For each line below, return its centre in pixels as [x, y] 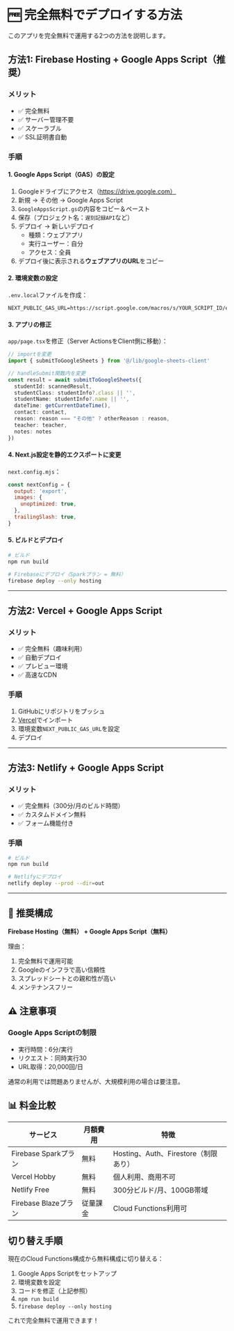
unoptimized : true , [49, 504]
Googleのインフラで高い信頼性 [62, 970]
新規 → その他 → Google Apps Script [70, 200]
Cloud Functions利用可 [150, 1208]
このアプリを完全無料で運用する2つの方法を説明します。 [89, 36]
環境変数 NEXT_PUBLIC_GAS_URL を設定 [69, 728]
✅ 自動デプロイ [40, 657]
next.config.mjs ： [34, 471]
